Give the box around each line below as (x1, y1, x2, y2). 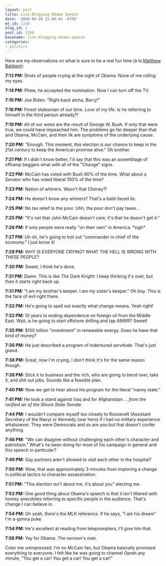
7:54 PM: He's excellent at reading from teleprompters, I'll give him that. (5, 525, 152, 531)
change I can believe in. (5, 501, 53, 507)
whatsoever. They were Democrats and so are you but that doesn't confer (5, 422, 156, 427)
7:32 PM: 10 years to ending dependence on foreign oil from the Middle (5, 312, 151, 318)
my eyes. (5, 78, 24, 84)
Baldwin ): (5, 63, 25, 69)
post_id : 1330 (5, 30, 35, 35)
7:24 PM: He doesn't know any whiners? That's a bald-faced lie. (5, 195, 136, 201)
